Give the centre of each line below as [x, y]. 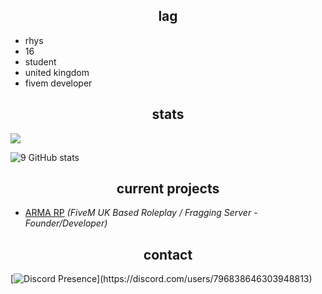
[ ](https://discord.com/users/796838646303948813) [161, 279]
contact [168, 254]
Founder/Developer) [66, 223]
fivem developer [58, 83]
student [40, 61]
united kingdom [57, 72]
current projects [168, 189]
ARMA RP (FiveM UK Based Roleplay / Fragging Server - [141, 213]
